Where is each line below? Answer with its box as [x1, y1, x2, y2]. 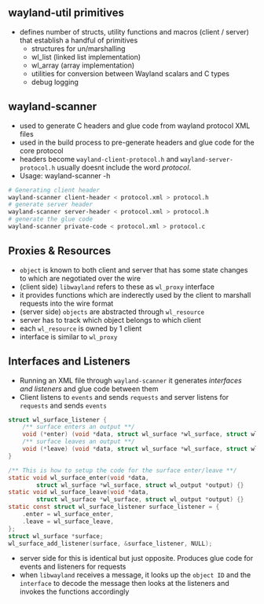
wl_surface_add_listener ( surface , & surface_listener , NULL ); [8, 540, 213, 547]
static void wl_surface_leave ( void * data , [8, 489, 149, 496]
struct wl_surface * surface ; [8, 532, 104, 540]
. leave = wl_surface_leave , [22, 518, 114, 525]
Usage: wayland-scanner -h [19, 170, 111, 180]
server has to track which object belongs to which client [19, 315, 202, 324]
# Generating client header [8, 186, 101, 194]
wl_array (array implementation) [31, 60, 135, 70]
